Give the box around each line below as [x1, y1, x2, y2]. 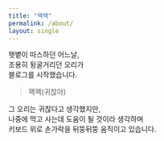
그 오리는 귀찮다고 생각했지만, [8, 104, 101, 114]
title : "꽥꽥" [8, 11, 52, 20]
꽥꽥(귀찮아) [27, 87, 67, 97]
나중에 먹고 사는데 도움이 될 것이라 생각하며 [8, 114, 144, 124]
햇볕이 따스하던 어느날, [8, 50, 80, 60]
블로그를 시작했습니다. [8, 70, 78, 80]
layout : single [8, 27, 59, 35]
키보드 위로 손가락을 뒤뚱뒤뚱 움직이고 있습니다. [8, 124, 157, 134]
